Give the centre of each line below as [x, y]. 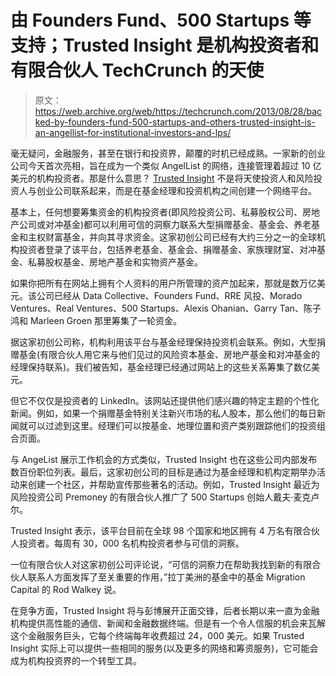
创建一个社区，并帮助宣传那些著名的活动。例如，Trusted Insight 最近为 [173, 484]
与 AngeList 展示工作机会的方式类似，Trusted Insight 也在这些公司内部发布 [164, 459]
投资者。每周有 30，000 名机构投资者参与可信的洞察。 [131, 543]
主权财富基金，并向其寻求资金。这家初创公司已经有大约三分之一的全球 [172, 237]
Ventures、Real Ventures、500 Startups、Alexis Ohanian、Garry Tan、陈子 [166, 308]
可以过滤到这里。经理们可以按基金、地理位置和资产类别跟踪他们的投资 [172, 425]
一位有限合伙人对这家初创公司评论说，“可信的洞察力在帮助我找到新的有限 [161, 564]
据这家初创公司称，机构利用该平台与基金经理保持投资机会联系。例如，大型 [163, 342]
